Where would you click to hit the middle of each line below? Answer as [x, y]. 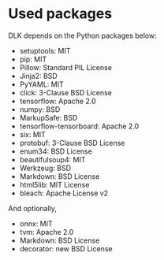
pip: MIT [33, 59]
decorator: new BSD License [66, 248]
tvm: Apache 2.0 [47, 232]
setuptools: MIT [45, 50]
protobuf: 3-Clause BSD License [72, 143]
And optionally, [33, 208]
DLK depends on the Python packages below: [82, 35]
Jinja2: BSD [38, 76]
